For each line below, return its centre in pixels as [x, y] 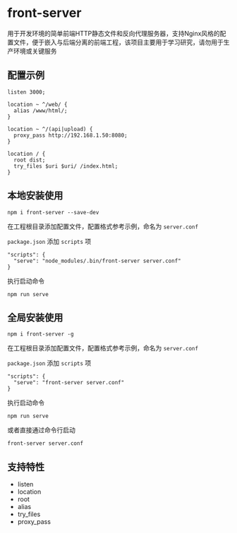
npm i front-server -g [41, 334]
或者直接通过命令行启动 [41, 430]
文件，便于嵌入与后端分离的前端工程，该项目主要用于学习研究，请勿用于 [118, 42]
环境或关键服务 [35, 51]
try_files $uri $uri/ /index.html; [66, 166]
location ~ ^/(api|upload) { [50, 129]
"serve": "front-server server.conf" [69, 383]
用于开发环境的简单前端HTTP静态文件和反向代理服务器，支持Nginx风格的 [114, 33]
